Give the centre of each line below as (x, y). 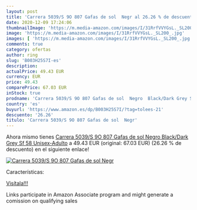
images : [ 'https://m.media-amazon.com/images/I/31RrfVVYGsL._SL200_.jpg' (99, 39)
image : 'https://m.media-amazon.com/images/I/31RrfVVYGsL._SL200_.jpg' (95, 33)
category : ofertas (28, 50)
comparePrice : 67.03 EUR (36, 88)
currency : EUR (23, 77)
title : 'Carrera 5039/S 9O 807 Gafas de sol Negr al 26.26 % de (87, 17)
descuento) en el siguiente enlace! (48, 149)
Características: (25, 172)
